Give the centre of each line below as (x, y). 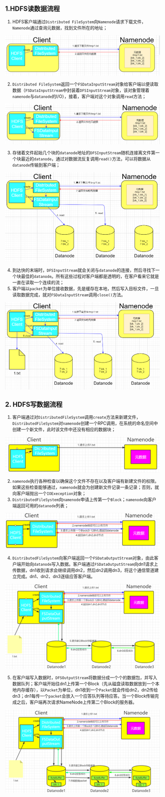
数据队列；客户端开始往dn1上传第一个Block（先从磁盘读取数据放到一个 (84, 684)
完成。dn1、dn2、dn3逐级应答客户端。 (56, 576)
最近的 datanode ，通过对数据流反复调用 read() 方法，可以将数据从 (86, 159)
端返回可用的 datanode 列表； (41, 506)
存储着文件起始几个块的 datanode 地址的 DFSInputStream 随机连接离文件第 (84, 153)
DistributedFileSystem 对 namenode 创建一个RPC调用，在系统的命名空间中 (85, 423)
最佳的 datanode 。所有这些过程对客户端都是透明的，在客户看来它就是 (90, 276)
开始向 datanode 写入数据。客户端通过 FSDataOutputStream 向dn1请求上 (89, 564)
